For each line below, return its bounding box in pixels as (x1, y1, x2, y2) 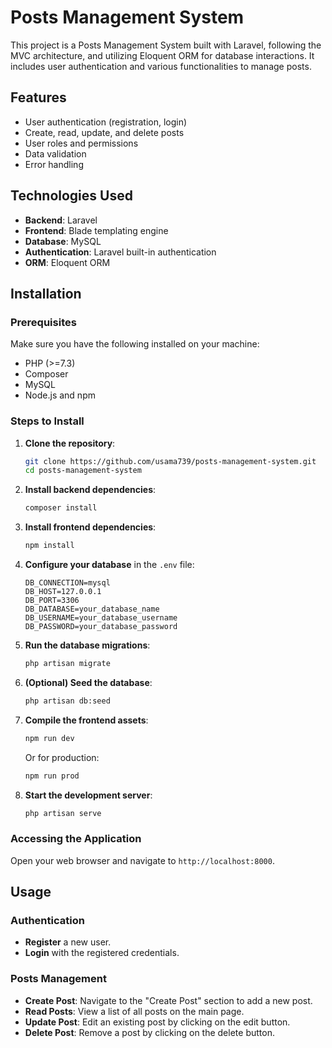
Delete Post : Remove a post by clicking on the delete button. (24, 1026, 275, 1038)
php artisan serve (24, 808, 102, 818)
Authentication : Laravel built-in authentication (24, 246, 217, 258)
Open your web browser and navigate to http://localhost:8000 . (10, 854, 275, 866)
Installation (10, 285, 82, 302)
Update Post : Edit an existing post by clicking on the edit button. (24, 1016, 291, 1028)
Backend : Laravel (24, 214, 98, 226)
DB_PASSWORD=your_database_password (24, 622, 178, 632)
